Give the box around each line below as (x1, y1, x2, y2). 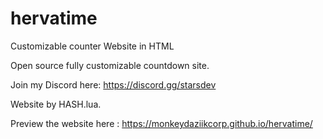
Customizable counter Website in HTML (10, 40, 175, 52)
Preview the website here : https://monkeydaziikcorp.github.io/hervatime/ (10, 117, 313, 129)
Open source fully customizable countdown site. (10, 59, 210, 71)
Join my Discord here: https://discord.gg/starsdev (10, 78, 217, 91)
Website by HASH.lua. (10, 98, 102, 110)
